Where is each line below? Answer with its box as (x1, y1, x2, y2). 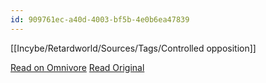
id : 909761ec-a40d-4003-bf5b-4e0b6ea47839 (10, 14, 190, 25)
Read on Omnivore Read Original (10, 61, 145, 73)
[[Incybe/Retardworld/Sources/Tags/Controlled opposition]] (10, 42, 257, 54)
